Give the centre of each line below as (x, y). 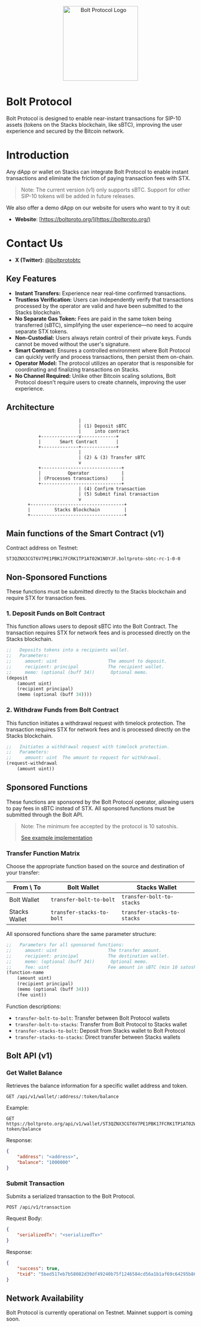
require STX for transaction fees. (46, 598)
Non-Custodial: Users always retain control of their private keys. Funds (103, 337)
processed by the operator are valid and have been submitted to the (99, 306)
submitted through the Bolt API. (45, 814)
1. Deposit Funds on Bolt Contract (56, 613)
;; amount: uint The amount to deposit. (87, 661)
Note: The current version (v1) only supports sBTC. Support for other (105, 190)
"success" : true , (39, 1268)
